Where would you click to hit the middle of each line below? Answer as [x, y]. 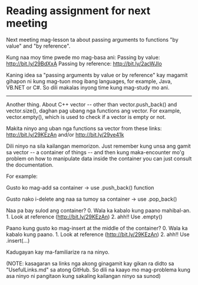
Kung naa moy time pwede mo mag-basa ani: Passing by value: [83, 57]
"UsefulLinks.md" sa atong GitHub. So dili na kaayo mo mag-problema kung [98, 270]
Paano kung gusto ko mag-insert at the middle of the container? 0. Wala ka [97, 228]
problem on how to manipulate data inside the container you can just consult [99, 158]
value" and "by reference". [38, 46]
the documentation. [30, 165]
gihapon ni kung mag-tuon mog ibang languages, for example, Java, [89, 81]
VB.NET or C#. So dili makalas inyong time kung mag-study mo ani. [88, 87]
